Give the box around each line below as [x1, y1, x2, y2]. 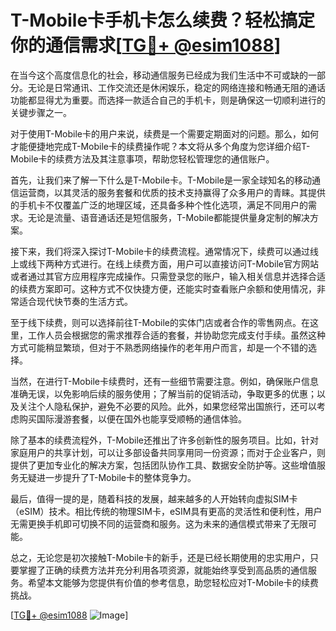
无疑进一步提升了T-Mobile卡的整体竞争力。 [18, 471, 197, 483]
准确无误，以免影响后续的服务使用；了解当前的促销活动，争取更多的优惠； [10, 387, 317, 400]
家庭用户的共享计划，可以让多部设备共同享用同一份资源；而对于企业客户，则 [10, 446, 326, 458]
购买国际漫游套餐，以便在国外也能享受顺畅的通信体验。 [18, 412, 247, 425]
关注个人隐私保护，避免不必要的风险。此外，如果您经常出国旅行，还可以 [18, 400, 317, 412]
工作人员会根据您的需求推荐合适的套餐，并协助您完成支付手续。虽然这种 [27, 329, 326, 341]
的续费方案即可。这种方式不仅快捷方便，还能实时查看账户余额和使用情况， [10, 282, 317, 295]
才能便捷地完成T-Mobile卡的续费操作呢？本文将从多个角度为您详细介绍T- [10, 140, 311, 152]
